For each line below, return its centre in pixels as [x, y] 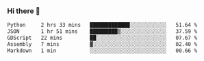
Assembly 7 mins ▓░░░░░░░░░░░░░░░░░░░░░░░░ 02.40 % [102, 44]
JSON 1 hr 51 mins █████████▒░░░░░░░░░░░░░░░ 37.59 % [102, 32]
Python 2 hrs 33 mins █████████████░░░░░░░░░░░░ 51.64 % [102, 25]
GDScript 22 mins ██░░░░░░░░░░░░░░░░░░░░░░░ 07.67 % [102, 38]
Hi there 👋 [24, 11]
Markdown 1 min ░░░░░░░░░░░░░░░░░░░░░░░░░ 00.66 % [102, 51]
